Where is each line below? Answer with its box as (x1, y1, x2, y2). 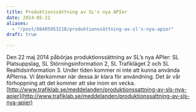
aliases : (6, 20, 29, 26)
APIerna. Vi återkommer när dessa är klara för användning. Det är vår (6, 73, 181, 80)
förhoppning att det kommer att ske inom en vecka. (6, 80, 136, 87)
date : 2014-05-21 (6, 15, 51, 21)
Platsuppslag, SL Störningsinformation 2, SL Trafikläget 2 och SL (6, 60, 170, 68)
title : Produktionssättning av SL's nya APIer (6, 9, 127, 15)
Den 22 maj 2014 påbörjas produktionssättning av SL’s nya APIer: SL (6, 54, 179, 61)
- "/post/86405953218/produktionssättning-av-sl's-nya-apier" (12, 26, 174, 32)
